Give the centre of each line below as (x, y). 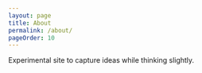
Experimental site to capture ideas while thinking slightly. (101, 60)
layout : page (30, 15)
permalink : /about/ (41, 30)
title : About (30, 23)
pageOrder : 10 (32, 38)
